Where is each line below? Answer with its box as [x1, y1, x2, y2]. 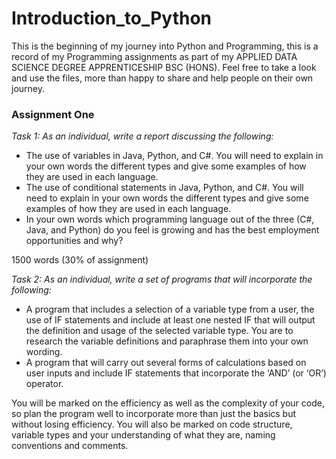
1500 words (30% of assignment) [11, 254, 149, 266]
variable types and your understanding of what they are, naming [11, 429, 276, 441]
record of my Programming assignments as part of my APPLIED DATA [11, 50, 298, 62]
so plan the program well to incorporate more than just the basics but [11, 408, 297, 420]
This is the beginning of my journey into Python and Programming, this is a [11, 40, 319, 52]
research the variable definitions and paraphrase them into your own [25, 335, 309, 347]
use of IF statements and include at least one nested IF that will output [25, 314, 316, 326]
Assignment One [11, 107, 95, 121]
